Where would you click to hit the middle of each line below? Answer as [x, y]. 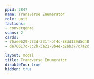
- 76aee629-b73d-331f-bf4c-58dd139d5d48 [47, 42]
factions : [15, 23]
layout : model [20, 55]
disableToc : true [23, 65]
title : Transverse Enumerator [36, 60]
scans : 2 [14, 33]
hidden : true [18, 69]
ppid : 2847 [16, 10]
